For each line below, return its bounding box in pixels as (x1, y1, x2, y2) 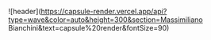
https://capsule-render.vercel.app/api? (40, 7, 167, 16)
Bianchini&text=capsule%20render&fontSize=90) (8, 24, 170, 32)
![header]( (8, 7, 41, 16)
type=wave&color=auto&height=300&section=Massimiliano (8, 15, 204, 24)
